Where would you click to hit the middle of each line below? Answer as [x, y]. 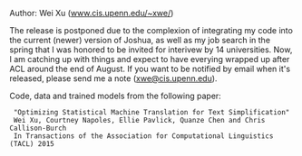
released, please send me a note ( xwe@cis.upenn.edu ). [113, 78]
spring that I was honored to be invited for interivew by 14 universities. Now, [151, 50]
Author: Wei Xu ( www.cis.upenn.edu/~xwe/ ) [92, 13]
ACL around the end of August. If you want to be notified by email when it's [150, 69]
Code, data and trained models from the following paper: [116, 96]
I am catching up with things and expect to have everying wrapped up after [150, 59]
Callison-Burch [38, 128]
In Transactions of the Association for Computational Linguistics [143, 136]
